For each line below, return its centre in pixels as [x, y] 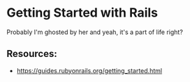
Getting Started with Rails [82, 13]
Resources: [32, 54]
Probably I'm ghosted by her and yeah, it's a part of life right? [95, 32]
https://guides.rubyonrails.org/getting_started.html [89, 70]
